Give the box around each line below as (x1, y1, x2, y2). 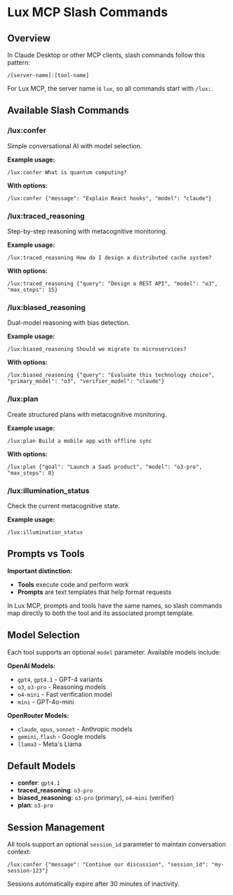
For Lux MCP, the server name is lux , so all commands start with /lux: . (7, 84, 213, 92)
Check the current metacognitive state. (7, 501, 121, 510)
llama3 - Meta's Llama (17, 740, 82, 748)
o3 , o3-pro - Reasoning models (17, 683, 107, 691)
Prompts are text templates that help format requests (17, 588, 172, 596)
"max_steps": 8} (7, 469, 55, 477)
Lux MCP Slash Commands (7, 4, 168, 20)
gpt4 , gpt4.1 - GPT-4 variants (17, 675, 103, 683)
